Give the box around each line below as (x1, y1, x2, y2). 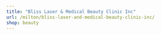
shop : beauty (6, 20, 39, 26)
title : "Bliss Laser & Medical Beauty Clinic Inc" (6, 8, 136, 15)
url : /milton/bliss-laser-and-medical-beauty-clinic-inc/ (6, 14, 155, 20)
